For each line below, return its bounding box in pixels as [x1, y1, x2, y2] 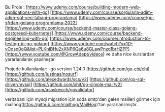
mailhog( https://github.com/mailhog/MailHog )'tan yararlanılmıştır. [5, 102, 138, 107]
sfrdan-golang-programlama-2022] [5, 20, 77, 26]
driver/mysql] [5, 82, 33, 87]
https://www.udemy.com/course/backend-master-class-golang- [6, 25, 138, 31]
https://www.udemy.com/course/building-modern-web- [27, 4, 141, 10]
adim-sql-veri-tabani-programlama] [5, 15, 78, 20]
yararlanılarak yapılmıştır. [5, 56, 56, 62]
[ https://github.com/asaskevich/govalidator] [5, 87, 95, 92]
